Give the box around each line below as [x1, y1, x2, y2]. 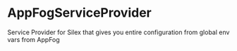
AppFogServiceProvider [7, 5, 152, 21]
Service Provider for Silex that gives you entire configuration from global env [7, 28, 230, 36]
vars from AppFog [7, 35, 60, 43]
